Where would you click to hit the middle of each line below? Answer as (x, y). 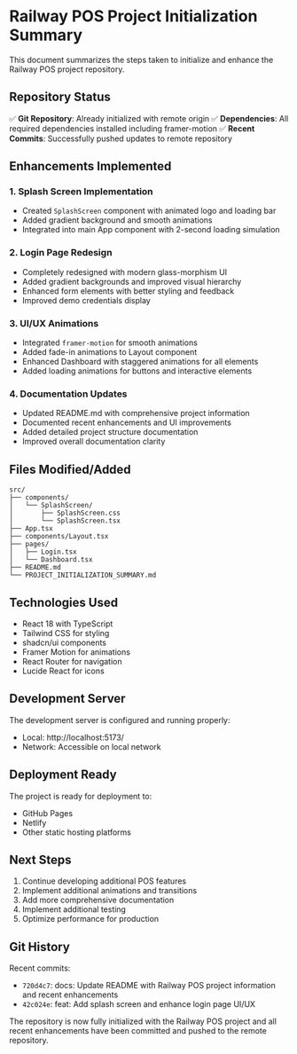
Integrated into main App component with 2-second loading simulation (151, 230)
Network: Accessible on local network (91, 746)
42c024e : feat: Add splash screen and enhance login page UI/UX (138, 1004)
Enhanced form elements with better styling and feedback (128, 291)
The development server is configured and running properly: (120, 720)
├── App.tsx (31, 529)
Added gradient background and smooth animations (117, 220)
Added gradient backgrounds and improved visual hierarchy (132, 281)
